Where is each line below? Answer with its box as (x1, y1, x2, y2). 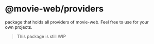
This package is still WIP (17, 33, 66, 39)
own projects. (5, 24, 33, 30)
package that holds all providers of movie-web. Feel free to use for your (5, 19, 149, 25)
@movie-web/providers (5, 3, 104, 14)
